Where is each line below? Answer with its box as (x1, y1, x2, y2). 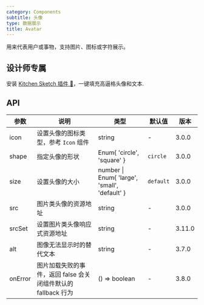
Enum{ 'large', (98, 173, 138, 182)
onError (9, 274, 32, 283)
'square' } (98, 156, 126, 164)
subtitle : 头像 (6, 15, 43, 21)
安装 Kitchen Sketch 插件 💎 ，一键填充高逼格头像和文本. (6, 80, 144, 87)
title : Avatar (6, 26, 42, 32)
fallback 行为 (36, 288, 73, 296)
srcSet (9, 224, 29, 233)
